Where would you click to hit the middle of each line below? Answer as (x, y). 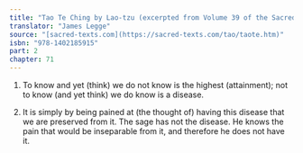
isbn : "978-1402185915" (54, 43)
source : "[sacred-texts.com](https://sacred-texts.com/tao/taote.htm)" (147, 34)
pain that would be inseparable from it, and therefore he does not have (154, 131)
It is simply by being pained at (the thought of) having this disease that (153, 112)
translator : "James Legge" (60, 26)
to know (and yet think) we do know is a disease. (113, 94)
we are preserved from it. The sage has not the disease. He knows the (153, 121)
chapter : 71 (32, 59)
